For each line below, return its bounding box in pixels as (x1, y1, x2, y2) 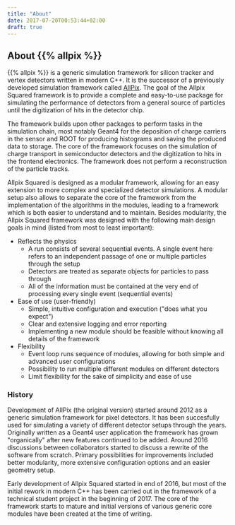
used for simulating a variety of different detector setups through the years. (7, 421, 227, 430)
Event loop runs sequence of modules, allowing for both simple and (28, 350, 224, 358)
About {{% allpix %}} (7, 49, 102, 61)
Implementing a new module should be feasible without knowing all (28, 327, 224, 336)
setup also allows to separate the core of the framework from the (7, 194, 197, 202)
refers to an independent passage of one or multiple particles (28, 252, 207, 261)
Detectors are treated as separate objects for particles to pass (28, 267, 210, 276)
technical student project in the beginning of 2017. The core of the (7, 495, 199, 503)
